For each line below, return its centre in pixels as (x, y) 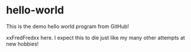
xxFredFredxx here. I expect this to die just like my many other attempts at (95, 37)
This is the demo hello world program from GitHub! (68, 26)
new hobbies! (23, 44)
